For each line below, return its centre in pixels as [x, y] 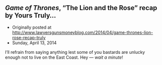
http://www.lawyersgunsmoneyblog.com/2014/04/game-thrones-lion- [82, 32]
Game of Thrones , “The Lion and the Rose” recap [81, 8]
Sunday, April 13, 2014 [34, 43]
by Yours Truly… [31, 16]
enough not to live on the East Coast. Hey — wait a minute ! [64, 57]
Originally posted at [32, 27]
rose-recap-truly [29, 37]
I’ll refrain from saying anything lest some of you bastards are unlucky [75, 52]
